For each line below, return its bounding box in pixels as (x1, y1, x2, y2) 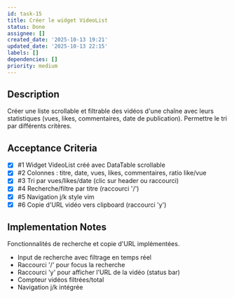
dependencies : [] (7, 56, 58, 63)
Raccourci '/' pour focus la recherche (17, 261, 125, 269)
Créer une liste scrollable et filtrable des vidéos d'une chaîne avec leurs (7, 107, 214, 116)
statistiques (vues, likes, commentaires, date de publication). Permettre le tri (7, 114, 228, 123)
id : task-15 (7, 10, 42, 18)
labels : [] (7, 50, 39, 57)
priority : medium (7, 62, 58, 69)
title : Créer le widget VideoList (7, 17, 109, 24)
